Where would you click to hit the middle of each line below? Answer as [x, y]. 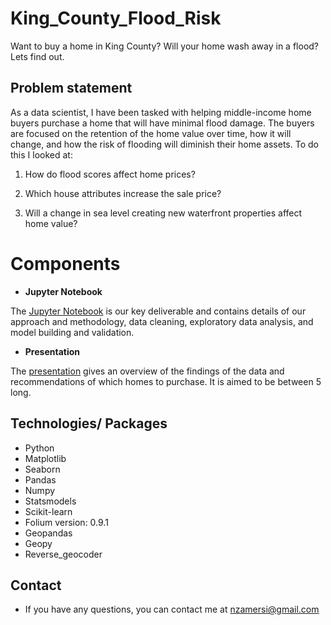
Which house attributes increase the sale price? [123, 193]
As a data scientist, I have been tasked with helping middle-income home [161, 112]
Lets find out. [37, 56]
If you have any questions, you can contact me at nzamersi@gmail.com [172, 609]
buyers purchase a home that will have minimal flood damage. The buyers [162, 123]
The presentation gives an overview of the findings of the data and [147, 371]
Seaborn [42, 469]
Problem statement [71, 88]
